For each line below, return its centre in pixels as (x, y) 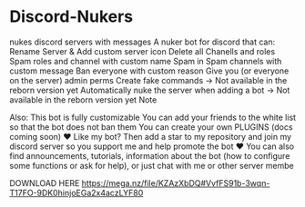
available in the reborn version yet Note (83, 99)
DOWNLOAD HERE (45, 182)
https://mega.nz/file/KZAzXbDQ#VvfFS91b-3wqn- (176, 182)
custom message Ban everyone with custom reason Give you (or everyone (149, 71)
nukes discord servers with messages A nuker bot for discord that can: (142, 42)
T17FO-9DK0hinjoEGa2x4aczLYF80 (76, 192)
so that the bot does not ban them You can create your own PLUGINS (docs (151, 127)
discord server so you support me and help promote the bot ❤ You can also (152, 146)
